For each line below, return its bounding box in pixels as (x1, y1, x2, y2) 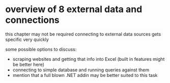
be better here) (12, 61, 45, 67)
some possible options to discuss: (5, 46, 77, 52)
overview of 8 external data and (5, 4, 143, 15)
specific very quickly (5, 36, 49, 43)
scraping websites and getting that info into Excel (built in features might (12, 56, 165, 62)
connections (5, 14, 60, 26)
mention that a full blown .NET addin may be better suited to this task (12, 72, 158, 78)
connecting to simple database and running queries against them (12, 67, 149, 73)
